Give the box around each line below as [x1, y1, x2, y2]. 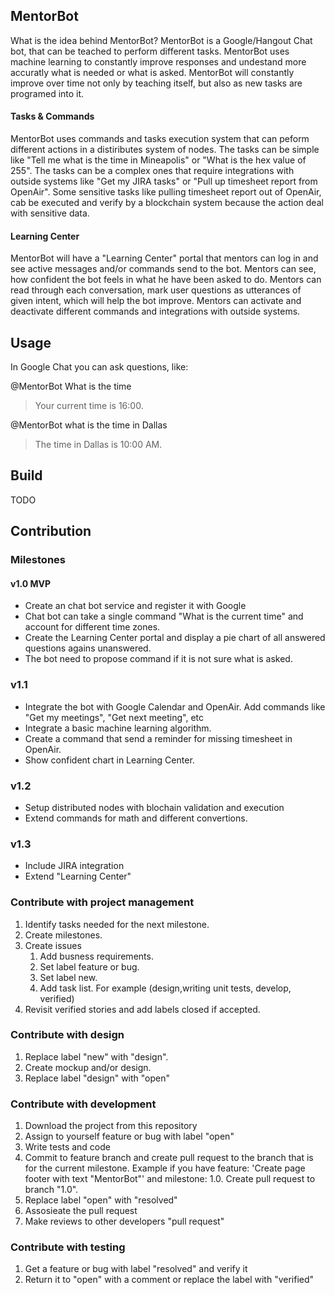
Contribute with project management [10, 895, 195, 909]
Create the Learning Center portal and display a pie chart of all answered [24, 632, 326, 644]
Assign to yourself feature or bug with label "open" [24, 1130, 235, 1143]
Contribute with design [10, 1028, 125, 1042]
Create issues [24, 939, 82, 951]
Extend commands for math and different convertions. [24, 812, 248, 824]
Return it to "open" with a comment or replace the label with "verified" [24, 1274, 315, 1286]
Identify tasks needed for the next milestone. [24, 918, 210, 930]
